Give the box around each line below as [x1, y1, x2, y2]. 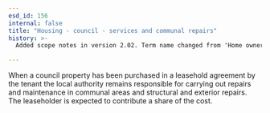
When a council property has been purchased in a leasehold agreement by [8, 71, 256, 80]
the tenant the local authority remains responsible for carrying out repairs [8, 79, 252, 89]
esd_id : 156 [8, 11, 48, 20]
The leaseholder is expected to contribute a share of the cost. [8, 96, 213, 106]
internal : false [8, 19, 63, 27]
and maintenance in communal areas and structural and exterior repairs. [8, 87, 247, 97]
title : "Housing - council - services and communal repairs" [8, 26, 218, 34]
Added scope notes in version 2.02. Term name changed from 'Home [15, 42, 243, 50]
